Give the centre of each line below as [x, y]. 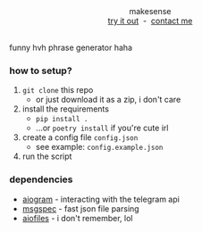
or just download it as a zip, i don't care [108, 100]
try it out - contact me [150, 21]
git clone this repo [58, 90]
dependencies [41, 179]
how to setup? [41, 70]
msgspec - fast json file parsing [81, 208]
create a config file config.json [80, 137]
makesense [150, 11]
